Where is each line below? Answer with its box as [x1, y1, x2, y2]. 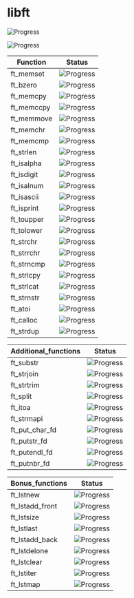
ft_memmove [10, 114, 53, 123]
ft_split [10, 391, 32, 401]
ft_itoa [10, 402, 31, 412]
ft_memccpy [10, 102, 51, 112]
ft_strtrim [10, 380, 40, 390]
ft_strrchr [10, 248, 41, 258]
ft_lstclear [10, 557, 43, 566]
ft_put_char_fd [10, 425, 57, 435]
